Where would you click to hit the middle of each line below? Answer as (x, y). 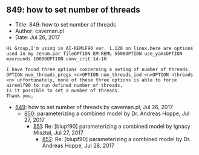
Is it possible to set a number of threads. (63, 90)
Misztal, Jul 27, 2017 (58, 133)
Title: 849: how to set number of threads (65, 24)
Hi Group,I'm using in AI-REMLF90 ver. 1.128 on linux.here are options (100, 48)
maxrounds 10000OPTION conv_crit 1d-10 (57, 59)
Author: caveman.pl (40, 31)
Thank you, (20, 96)
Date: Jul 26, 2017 (38, 37)
